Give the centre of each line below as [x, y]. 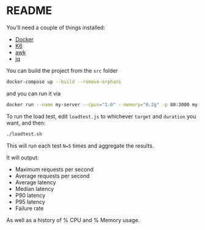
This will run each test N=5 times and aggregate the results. [80, 146]
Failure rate [29, 208]
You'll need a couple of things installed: [56, 27]
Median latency [34, 189]
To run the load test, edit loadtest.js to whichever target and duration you [101, 116]
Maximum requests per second [54, 169]
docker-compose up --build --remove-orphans [64, 82]
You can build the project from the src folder [62, 70]
